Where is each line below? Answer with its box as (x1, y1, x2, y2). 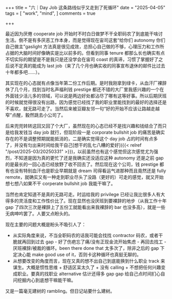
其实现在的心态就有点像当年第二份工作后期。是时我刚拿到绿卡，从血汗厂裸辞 (5, 80, 167, 86)
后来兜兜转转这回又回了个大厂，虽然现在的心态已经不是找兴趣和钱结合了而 (5, 123, 162, 129)
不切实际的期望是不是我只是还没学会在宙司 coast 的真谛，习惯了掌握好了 (5, 56, 159, 62)
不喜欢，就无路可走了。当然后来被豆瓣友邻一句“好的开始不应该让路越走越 (5, 105, 160, 112)
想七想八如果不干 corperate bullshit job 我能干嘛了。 (5, 181, 116, 186)
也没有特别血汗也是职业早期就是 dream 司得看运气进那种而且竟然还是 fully (9, 168, 166, 174)
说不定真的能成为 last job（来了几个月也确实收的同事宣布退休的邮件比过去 (9, 63, 165, 69)
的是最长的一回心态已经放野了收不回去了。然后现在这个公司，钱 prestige (5, 161, 159, 167)
